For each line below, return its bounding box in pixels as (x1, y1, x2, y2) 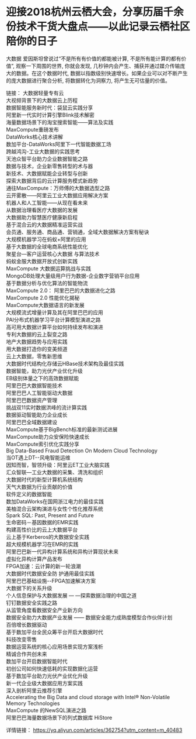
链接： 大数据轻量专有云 (6, 89, 64, 97)
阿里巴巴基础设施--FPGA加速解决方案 (6, 577, 96, 584)
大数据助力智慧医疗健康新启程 (6, 214, 78, 221)
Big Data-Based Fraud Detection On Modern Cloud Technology (6, 447, 157, 454)
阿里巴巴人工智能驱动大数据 (6, 389, 73, 396)
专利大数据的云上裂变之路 (6, 331, 68, 338)
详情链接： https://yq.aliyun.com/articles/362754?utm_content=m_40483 (6, 726, 183, 733)
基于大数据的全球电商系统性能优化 (6, 243, 88, 250)
